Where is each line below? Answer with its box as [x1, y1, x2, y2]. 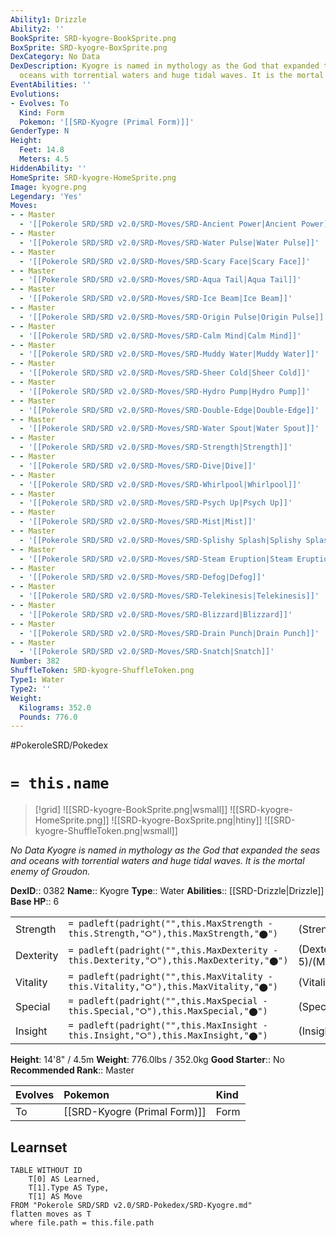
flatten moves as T [10, 1209, 92, 1219]
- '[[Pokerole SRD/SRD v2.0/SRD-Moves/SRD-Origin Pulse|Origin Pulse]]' [19, 312, 329, 322]
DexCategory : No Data [10, 52, 101, 62]
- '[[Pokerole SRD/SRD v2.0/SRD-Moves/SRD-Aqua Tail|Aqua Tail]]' [19, 275, 302, 285]
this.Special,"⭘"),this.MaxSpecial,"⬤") [68, 1006, 268, 1017]
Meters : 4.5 [19, 154, 70, 164]
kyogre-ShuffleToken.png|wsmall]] [34, 825, 178, 837]
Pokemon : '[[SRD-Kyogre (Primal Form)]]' [19, 117, 195, 127]
